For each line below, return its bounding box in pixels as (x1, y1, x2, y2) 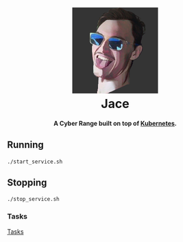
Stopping (7, 177, 47, 188)
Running (7, 139, 45, 151)
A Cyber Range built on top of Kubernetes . (53, 119, 177, 127)
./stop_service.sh (7, 196, 60, 203)
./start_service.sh (7, 158, 63, 165)
